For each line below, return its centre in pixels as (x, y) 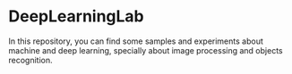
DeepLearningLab (76, 16)
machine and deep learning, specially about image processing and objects (146, 50)
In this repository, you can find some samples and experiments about (136, 41)
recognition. (30, 60)
